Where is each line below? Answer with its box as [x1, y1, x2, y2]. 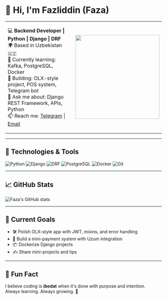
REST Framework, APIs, [7, 100, 63, 106]
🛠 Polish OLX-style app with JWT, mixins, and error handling [12, 229, 138, 235]
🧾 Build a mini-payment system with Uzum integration [12, 236, 123, 242]
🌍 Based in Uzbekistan [7, 42, 62, 49]
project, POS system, [7, 81, 57, 88]
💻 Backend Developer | [7, 27, 65, 34]
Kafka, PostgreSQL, [7, 62, 54, 69]
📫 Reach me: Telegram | [7, 112, 66, 119]
